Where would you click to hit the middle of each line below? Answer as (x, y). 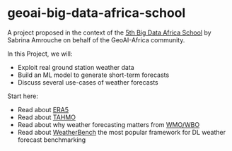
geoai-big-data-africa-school (97, 13)
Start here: (23, 96)
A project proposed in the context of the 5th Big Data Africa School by (109, 32)
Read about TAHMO (47, 117)
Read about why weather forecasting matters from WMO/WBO (109, 124)
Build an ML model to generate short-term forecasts (93, 75)
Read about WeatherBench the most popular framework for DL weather (122, 132)
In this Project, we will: (40, 54)
